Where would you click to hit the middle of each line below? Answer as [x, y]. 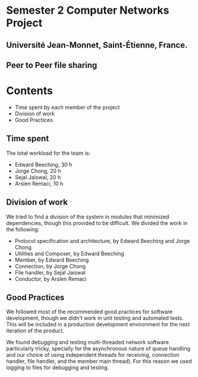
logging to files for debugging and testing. [58, 367]
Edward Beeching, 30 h [43, 164]
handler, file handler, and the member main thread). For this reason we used [99, 362]
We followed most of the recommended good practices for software [89, 312]
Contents [30, 91]
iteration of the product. [35, 331]
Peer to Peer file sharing [52, 65]
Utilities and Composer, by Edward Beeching [69, 253]
